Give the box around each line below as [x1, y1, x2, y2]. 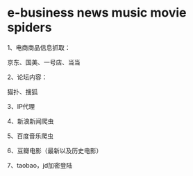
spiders [7, 19, 52, 35]
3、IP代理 [7, 102, 35, 110]
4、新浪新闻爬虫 [7, 116, 54, 125]
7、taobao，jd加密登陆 [7, 161, 73, 169]
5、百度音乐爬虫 [7, 132, 54, 140]
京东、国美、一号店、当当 [7, 58, 81, 67]
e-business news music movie [7, 5, 187, 21]
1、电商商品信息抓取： [7, 43, 71, 51]
